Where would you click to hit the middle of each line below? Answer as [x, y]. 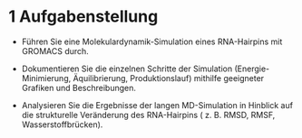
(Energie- [252, 69]
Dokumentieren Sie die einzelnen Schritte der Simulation [127, 69]
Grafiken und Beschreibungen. [79, 87]
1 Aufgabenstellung [83, 17]
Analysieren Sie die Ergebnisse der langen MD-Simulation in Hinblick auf [157, 105]
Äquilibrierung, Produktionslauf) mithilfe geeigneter [169, 78]
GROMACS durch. [55, 51]
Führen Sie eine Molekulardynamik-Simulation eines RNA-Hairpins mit [152, 41]
